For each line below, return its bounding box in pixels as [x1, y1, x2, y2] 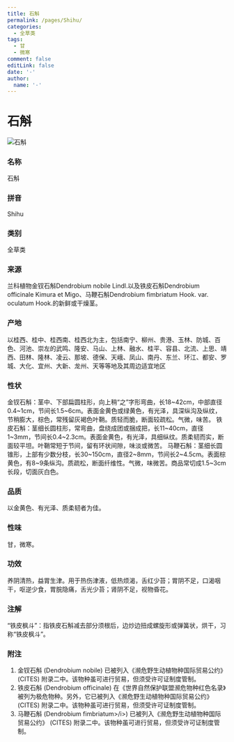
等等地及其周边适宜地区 [98, 362, 166, 370]
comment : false [7, 56, 52, 63]
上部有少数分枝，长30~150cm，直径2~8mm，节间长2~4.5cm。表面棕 [25, 450, 226, 458]
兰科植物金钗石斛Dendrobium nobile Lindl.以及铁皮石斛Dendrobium [7, 281, 200, 290]
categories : [7, 23, 42, 30]
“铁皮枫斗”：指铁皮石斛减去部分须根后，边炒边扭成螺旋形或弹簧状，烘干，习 [7, 621, 226, 630]
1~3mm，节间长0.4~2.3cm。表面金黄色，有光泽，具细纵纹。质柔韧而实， [7, 433, 218, 441]
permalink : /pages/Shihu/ [7, 17, 82, 24]
